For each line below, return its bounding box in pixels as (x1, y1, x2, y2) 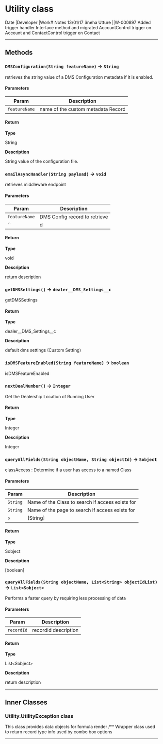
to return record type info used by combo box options (5, 729, 113, 735)
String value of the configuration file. (5, 159, 79, 164)
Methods (5, 49, 33, 57)
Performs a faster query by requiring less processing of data (5, 595, 126, 601)
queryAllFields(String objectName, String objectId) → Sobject (5, 456, 157, 462)
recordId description (32, 627, 79, 634)
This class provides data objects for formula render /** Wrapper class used (5, 724, 155, 730)
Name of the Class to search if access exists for (27, 498, 136, 505)
